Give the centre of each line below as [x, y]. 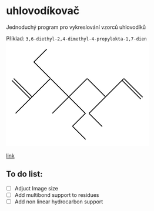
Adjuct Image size [36, 188]
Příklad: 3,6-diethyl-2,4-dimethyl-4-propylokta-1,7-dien [76, 38]
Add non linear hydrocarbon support [59, 202]
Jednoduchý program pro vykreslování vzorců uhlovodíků [76, 27]
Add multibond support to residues [57, 195]
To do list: [24, 174]
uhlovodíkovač [43, 11]
